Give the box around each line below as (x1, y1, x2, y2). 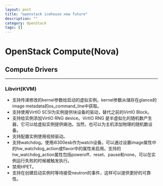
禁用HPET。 (12, 164, 36, 170)
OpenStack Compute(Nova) (5, 46, 119, 57)
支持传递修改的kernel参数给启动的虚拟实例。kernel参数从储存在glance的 (12, 97, 157, 103)
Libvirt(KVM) (5, 85, 37, 92)
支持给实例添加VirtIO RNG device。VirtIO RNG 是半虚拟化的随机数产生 (12, 115, 152, 121)
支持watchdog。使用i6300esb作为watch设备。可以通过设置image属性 (12, 139, 152, 146)
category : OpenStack (5, 20, 47, 26)
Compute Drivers (5, 65, 58, 73)
